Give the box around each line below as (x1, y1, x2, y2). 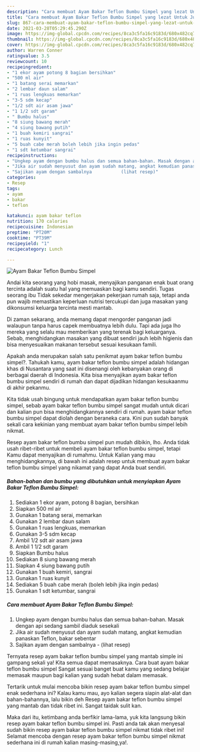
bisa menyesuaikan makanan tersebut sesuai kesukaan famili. (7, 341, 158, 348)
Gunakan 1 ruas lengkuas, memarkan (15, 524, 106, 531)
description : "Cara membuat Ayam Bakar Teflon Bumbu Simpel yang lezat (7, 8, 188, 15)
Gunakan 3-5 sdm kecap (15, 530, 76, 538)
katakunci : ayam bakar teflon (7, 213, 82, 219)
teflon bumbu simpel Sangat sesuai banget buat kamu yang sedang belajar (7, 665, 190, 672)
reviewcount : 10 (7, 58, 47, 64)
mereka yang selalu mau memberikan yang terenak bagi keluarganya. (7, 328, 177, 336)
